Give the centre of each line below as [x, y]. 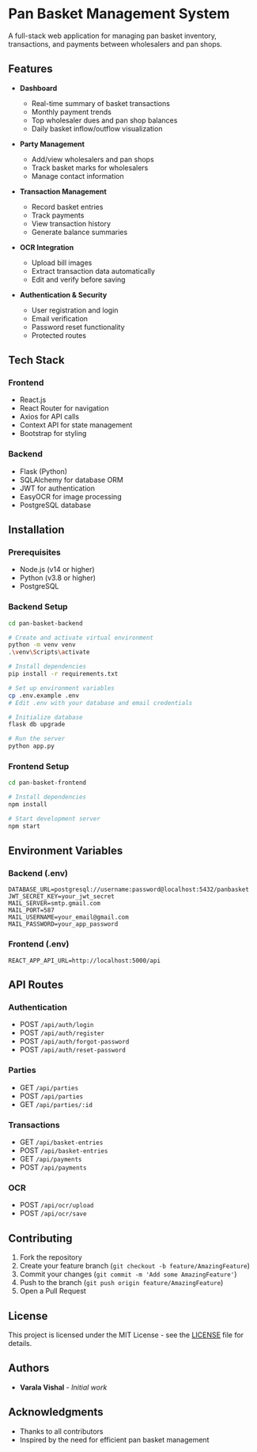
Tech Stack [36, 360]
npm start [25, 826]
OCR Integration [47, 247]
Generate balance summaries [79, 232]
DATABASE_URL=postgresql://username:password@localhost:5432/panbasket [128, 890]
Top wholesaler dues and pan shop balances [104, 120]
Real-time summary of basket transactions [100, 103]
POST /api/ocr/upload [57, 1205]
